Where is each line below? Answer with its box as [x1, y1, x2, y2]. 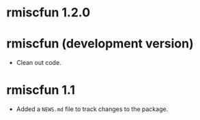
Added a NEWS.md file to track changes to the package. [16, 105, 169, 113]
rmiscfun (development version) [6, 36, 194, 52]
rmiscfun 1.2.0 [6, 5, 91, 20]
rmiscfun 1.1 [6, 82, 76, 98]
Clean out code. [16, 59, 62, 67]
